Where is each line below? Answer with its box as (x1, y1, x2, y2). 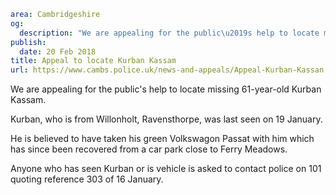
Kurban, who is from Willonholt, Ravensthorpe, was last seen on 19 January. (10, 113, 323, 125)
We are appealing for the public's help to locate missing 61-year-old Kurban (10, 83, 322, 95)
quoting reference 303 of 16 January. (10, 173, 164, 185)
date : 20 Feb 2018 (19, 46, 97, 57)
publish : (10, 37, 47, 47)
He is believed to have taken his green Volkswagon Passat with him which (10, 133, 315, 145)
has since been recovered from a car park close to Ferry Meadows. (10, 143, 288, 155)
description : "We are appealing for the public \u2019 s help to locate (19, 28, 320, 38)
